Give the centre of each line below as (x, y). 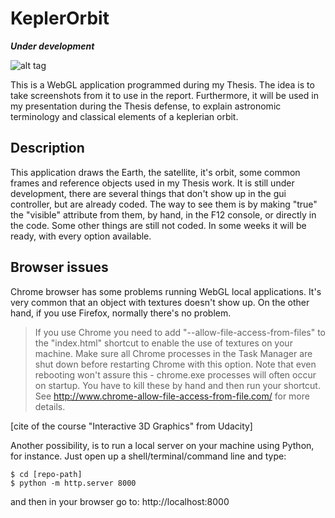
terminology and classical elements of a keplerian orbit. (124, 116)
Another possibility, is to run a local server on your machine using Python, (162, 445)
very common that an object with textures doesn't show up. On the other (160, 302)
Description (47, 148)
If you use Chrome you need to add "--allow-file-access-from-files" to (180, 332)
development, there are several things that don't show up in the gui (148, 193)
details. (50, 406)
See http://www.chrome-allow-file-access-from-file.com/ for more (172, 396)
